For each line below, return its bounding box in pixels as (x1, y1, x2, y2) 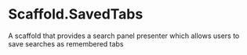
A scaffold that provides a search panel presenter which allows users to (8, 31, 240, 40)
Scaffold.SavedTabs (8, 5, 143, 23)
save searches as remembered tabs (8, 39, 124, 48)
